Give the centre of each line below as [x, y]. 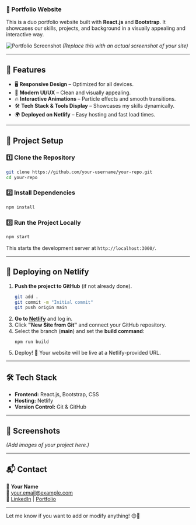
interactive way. [25, 35]
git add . [27, 297]
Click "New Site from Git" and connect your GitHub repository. [90, 325]
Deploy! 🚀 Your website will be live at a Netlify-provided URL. [88, 353]
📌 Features [26, 70]
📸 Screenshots [33, 430]
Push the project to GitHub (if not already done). [73, 286]
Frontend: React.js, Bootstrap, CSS [57, 394]
